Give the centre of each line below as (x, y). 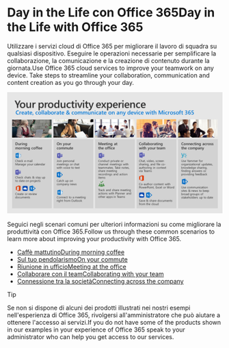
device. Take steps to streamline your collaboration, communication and (108, 75)
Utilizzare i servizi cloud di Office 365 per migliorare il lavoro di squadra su (112, 46)
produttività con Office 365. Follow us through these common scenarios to (111, 232)
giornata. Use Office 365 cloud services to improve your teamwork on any (110, 68)
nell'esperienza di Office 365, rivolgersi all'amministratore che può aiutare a (114, 315)
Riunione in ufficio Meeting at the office (71, 267)
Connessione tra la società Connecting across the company (100, 282)
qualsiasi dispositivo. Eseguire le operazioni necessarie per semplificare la (112, 53)
